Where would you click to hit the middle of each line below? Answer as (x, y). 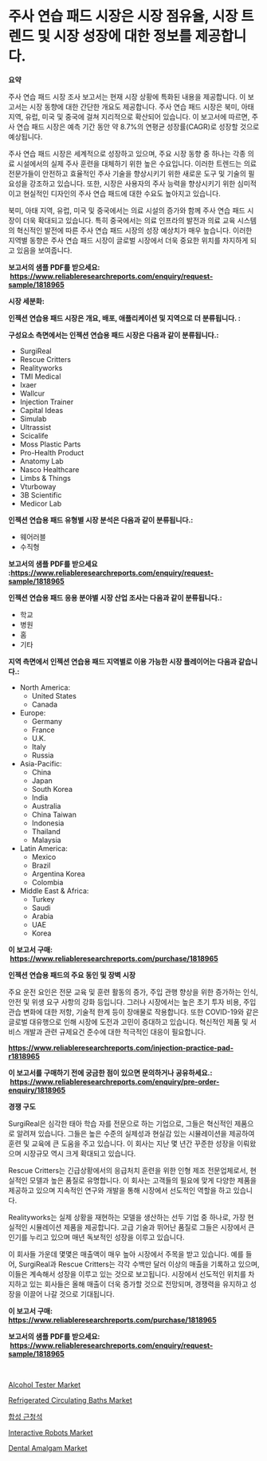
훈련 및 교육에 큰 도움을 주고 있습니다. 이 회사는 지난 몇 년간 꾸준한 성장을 (122, 1143)
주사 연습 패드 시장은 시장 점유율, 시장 (123, 16)
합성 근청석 (26, 1416)
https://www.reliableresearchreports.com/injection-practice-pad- (121, 1048)
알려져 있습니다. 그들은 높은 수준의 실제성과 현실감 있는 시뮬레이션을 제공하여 (135, 1133)
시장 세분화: (27, 301)
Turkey (43, 899)
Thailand (46, 831)
